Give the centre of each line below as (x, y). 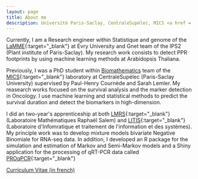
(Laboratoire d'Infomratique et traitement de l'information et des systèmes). (99, 127)
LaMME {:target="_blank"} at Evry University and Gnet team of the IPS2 (94, 46)
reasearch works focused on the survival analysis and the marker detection (99, 90)
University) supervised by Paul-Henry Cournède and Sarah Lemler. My (93, 83)
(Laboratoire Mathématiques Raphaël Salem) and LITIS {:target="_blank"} (96, 120)
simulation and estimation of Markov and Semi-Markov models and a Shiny (99, 146)
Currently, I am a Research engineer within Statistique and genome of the (97, 40)
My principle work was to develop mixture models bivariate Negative (91, 133)
